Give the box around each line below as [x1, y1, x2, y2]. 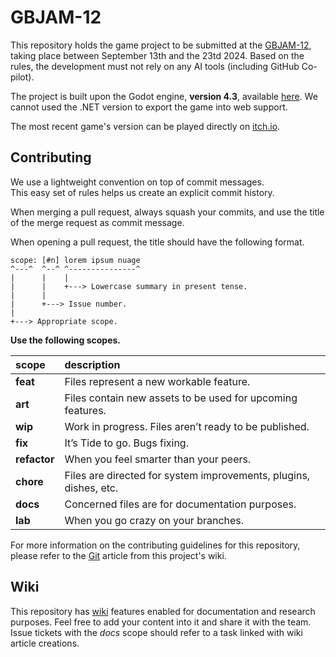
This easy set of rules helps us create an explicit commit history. [10, 186, 275, 198]
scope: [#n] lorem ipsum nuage [10, 255, 141, 265]
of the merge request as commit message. [10, 216, 185, 228]
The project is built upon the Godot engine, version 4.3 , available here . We [10, 90, 318, 102]
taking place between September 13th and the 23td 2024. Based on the [10, 49, 305, 61]
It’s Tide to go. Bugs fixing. [64, 436, 189, 450]
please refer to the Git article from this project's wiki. [10, 549, 227, 561]
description [64, 357, 121, 371]
